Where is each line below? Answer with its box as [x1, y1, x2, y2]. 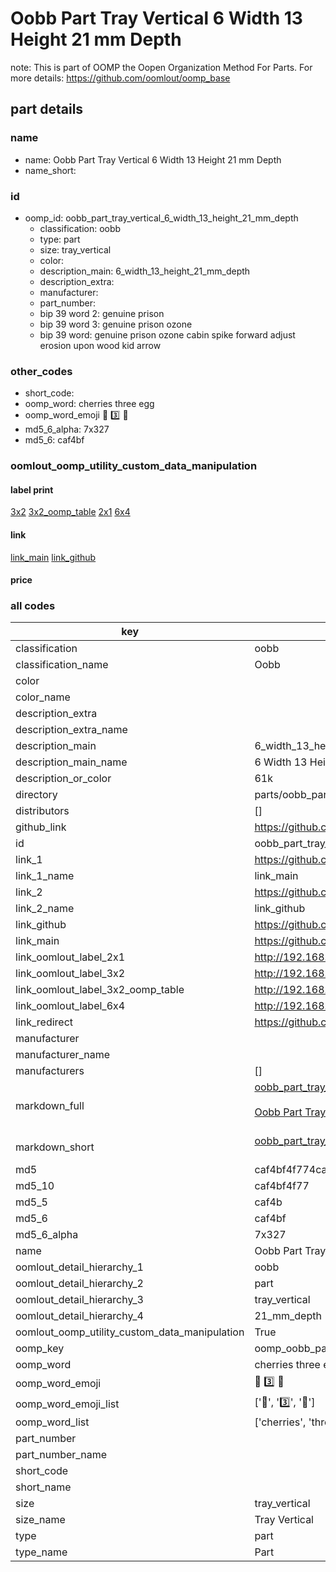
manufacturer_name [15, 1048, 111, 1062]
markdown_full [15, 1099, 85, 1113]
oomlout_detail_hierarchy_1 [15, 1260, 144, 1274]
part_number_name [15, 1448, 107, 1462]
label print [10, 483, 54, 496]
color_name [15, 690, 71, 704]
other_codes [10, 364, 73, 378]
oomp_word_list [15, 1415, 90, 1429]
